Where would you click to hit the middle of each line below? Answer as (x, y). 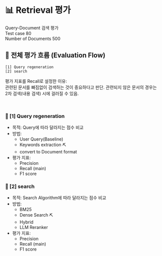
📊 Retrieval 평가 (38, 10)
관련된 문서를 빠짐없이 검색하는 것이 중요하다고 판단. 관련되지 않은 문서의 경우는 (81, 87)
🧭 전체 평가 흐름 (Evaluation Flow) (55, 55)
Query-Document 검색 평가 (32, 28)
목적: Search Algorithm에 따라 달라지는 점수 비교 (59, 198)
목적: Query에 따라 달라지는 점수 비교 (48, 128)
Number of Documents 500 (33, 38)
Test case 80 (18, 33)
